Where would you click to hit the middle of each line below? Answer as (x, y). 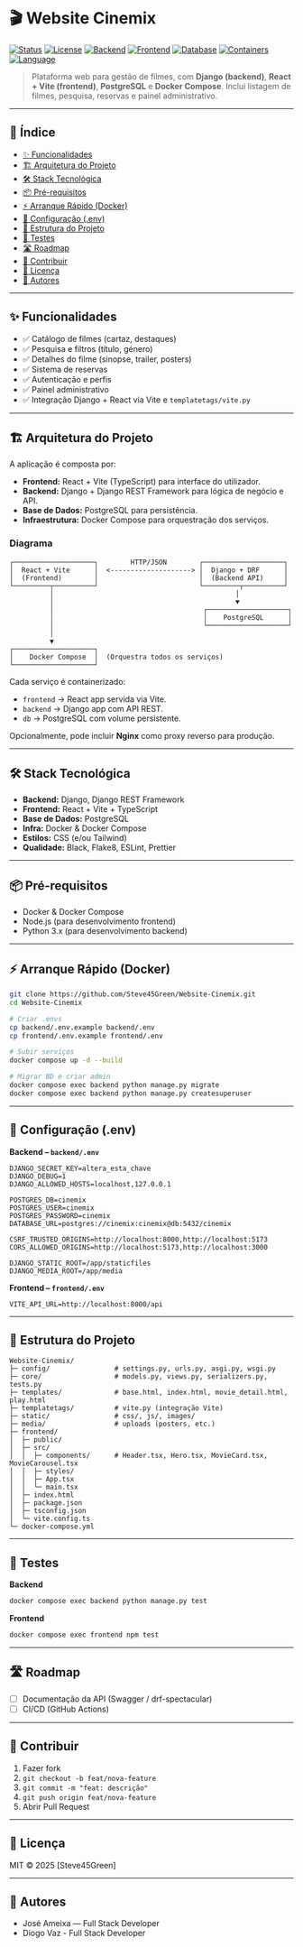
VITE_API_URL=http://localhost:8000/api (87, 1304)
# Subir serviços (42, 1052)
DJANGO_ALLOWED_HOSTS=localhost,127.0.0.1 (90, 1184)
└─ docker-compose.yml (52, 1527)
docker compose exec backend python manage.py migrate (115, 1085)
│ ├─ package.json (46, 1503)
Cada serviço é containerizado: (68, 681)
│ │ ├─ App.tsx (42, 1480)
